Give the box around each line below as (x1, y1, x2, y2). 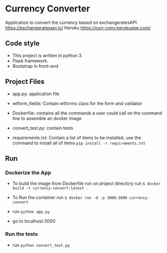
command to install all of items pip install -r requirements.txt (12, 140, 146, 146)
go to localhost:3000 (12, 218, 56, 224)
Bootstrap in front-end (12, 63, 59, 69)
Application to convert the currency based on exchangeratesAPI (5, 19, 137, 25)
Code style (5, 39, 40, 48)
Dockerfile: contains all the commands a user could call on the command (12, 110, 163, 116)
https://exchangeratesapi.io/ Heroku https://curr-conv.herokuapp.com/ (5, 24, 151, 30)
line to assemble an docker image (12, 115, 82, 121)
